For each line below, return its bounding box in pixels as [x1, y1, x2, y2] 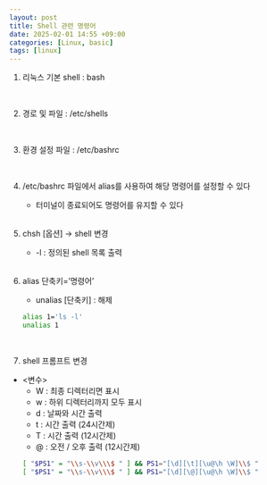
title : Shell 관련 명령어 [9, 21, 96, 30]
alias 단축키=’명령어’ [21, 276, 95, 287]
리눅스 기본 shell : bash [21, 72, 105, 83]
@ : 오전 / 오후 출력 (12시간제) [35, 441, 141, 452]
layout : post [9, 13, 58, 22]
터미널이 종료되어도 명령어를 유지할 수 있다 [35, 200, 185, 211]
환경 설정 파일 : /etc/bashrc [21, 145, 120, 155]
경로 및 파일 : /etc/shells [21, 108, 109, 119]
